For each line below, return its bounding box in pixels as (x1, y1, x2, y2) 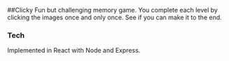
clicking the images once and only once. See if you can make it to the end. (7, 13, 222, 21)
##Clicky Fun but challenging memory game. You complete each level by (7, 6, 218, 14)
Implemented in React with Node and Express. (7, 46, 141, 55)
